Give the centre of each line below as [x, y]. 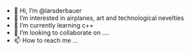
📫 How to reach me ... [46, 40]
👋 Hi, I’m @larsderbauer [47, 11]
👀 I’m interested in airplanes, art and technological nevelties [99, 18]
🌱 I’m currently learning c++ [54, 25]
